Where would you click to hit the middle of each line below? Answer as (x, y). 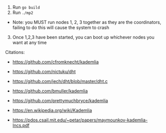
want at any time (29, 42)
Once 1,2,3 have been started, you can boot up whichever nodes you (83, 37)
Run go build (26, 7)
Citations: (15, 52)
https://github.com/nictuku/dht (44, 71)
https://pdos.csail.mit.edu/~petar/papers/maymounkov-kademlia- (80, 120)
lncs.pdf (21, 125)
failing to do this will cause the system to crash (61, 27)
